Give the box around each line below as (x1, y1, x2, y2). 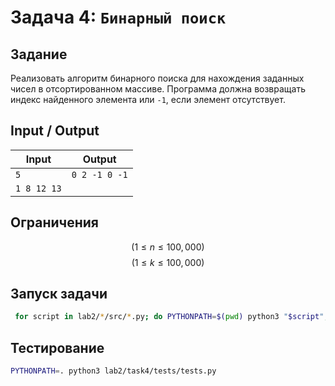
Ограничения (10, 214, 99, 231)
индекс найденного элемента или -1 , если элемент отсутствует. (10, 94, 286, 105)
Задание (10, 46, 68, 63)
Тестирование (10, 339, 105, 356)
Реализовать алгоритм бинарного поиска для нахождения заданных (10, 72, 305, 84)
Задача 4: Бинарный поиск (10, 6, 227, 29)
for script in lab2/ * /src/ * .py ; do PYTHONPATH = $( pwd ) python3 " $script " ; (14, 312, 329, 322)
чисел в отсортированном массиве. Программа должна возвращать (10, 83, 306, 95)
